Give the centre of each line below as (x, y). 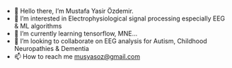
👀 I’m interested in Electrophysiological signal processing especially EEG (119, 18)
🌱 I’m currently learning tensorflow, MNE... (76, 33)
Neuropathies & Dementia (52, 49)
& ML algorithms (38, 26)
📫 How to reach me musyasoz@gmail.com (77, 56)
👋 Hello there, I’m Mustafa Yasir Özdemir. (74, 11)
